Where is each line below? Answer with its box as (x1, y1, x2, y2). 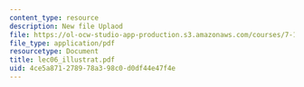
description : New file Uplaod (9, 22, 124, 31)
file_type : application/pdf (9, 38, 116, 48)
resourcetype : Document (9, 47, 100, 56)
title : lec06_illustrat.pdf (9, 55, 116, 64)
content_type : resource (9, 13, 100, 23)
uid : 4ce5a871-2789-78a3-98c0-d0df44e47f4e (9, 64, 176, 73)
